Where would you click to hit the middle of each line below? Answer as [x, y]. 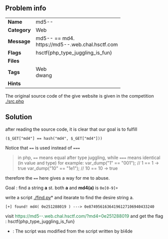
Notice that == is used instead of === [43, 147]
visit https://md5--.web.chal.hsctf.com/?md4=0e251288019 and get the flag [84, 216]
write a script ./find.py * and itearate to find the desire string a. [70, 197]
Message [19, 41]
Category [19, 30]
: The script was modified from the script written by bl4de [72, 231]
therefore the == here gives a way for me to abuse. [58, 178]
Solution [19, 117]
